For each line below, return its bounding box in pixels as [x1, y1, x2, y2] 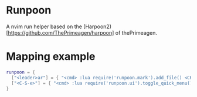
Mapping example [6, 50, 96, 63]
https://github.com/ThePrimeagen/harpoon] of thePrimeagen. [8, 29, 157, 36]
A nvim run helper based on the [6, 23, 82, 30]
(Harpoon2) [83, 23, 111, 30]
